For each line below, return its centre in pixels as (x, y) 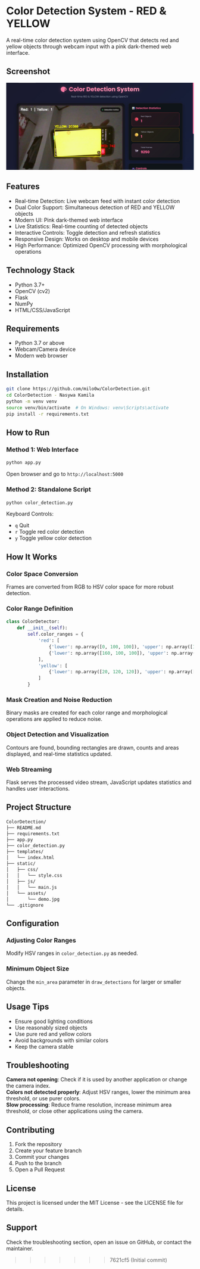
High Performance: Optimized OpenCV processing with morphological (101, 245)
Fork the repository (38, 1144)
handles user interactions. (38, 788)
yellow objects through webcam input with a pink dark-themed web (89, 46)
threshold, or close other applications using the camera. (75, 1111)
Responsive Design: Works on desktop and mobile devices (87, 239)
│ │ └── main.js (32, 887)
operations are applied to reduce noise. (54, 719)
